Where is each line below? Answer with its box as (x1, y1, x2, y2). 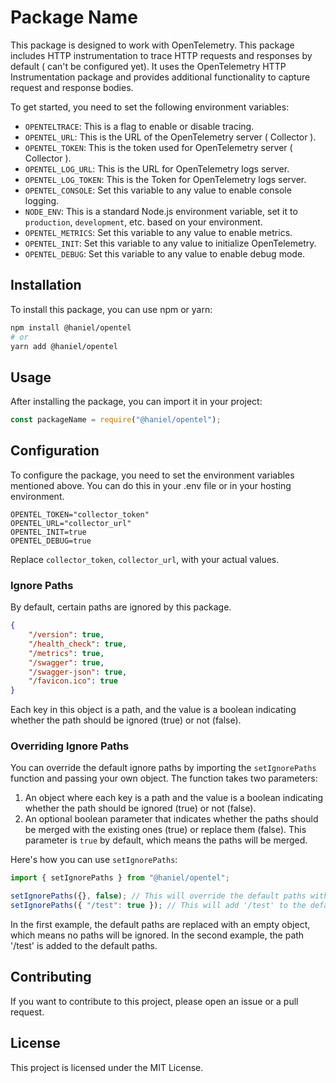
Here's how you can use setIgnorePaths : (10, 854, 178, 866)
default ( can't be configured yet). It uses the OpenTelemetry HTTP (10, 60, 287, 72)
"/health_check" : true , (28, 639, 128, 649)
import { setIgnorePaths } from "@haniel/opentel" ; (10, 873, 230, 883)
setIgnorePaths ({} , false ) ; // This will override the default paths (10, 891, 307, 901)
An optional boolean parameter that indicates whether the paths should (24, 813, 319, 825)
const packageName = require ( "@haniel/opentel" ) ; (10, 415, 222, 425)
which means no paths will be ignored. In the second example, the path (10, 929, 305, 941)
